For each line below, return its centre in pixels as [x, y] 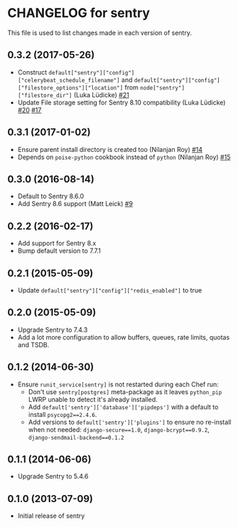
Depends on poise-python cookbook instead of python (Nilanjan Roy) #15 [124, 157]
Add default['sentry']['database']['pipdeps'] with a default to [123, 407]
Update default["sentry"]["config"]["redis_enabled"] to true [110, 290]
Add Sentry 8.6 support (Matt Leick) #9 [75, 204]
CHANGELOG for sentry [79, 13]
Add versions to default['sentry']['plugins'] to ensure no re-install [130, 422]
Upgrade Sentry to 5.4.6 [53, 477]
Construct [32, 72]
